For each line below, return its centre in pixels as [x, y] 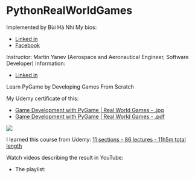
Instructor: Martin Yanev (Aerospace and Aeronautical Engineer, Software [97, 57]
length [14, 146]
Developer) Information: [36, 63]
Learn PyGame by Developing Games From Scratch [70, 86]
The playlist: [30, 169]
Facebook [27, 45]
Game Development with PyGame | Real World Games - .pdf [90, 116]
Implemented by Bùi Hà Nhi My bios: [52, 27]
